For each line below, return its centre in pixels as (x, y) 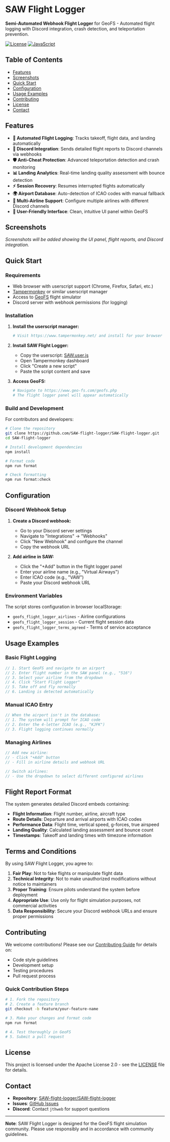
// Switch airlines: (27, 771)
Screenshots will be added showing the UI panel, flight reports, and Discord (84, 240)
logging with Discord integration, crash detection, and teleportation (75, 28)
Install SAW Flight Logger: (40, 346)
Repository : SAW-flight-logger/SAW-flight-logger (64, 1098)
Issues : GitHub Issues (36, 1103)
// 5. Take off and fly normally (40, 687)
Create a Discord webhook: (42, 521)
